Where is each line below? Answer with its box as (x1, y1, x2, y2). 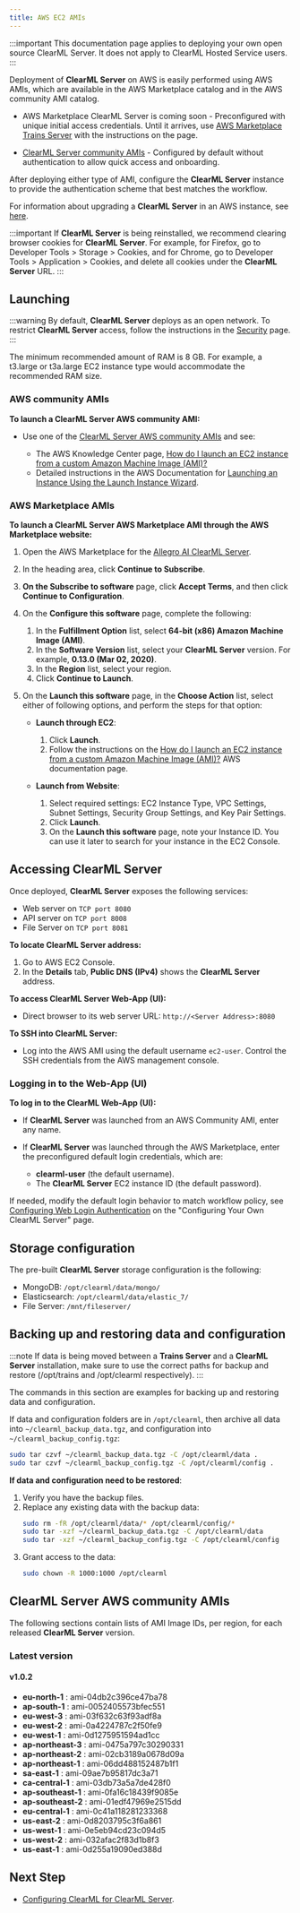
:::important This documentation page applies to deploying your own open (9, 38, 283, 48)
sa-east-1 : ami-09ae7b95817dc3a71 (21, 1767, 159, 1779)
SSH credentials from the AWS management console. (21, 1055, 219, 1065)
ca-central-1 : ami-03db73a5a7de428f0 (21, 1777, 172, 1788)
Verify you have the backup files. (21, 1492, 145, 1503)
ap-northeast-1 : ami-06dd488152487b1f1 (21, 1758, 179, 1769)
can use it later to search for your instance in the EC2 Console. (48, 836, 280, 847)
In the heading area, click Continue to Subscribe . (21, 564, 206, 574)
